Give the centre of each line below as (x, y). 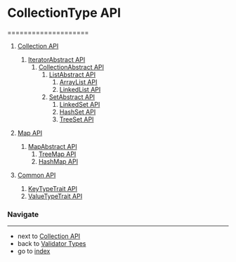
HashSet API (78, 112)
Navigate (23, 214)
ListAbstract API (72, 74)
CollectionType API (64, 13)
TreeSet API (77, 119)
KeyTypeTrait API (53, 188)
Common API (37, 175)
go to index (34, 251)
